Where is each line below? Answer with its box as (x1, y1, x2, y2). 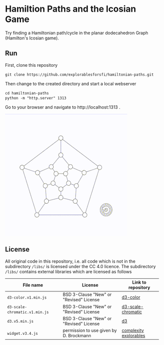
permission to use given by (62, 327, 117, 333)
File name (22, 282, 43, 288)
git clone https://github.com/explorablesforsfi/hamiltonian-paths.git (5, 72, 154, 77)
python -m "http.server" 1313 (5, 96, 67, 100)
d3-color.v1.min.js (7, 295, 47, 300)
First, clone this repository (5, 62, 58, 68)
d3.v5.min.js (7, 319, 34, 324)
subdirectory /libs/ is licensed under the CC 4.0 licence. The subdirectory (5, 263, 156, 269)
